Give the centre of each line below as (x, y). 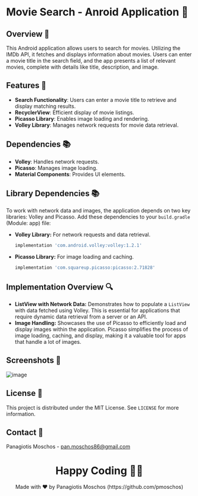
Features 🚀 (26, 86)
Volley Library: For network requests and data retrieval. (82, 235)
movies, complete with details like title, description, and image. (82, 67)
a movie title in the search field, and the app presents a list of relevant (91, 61)
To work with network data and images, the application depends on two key (98, 211)
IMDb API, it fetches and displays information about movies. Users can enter (99, 54)
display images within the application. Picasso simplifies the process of (101, 329)
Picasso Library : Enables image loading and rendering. (82, 118)
